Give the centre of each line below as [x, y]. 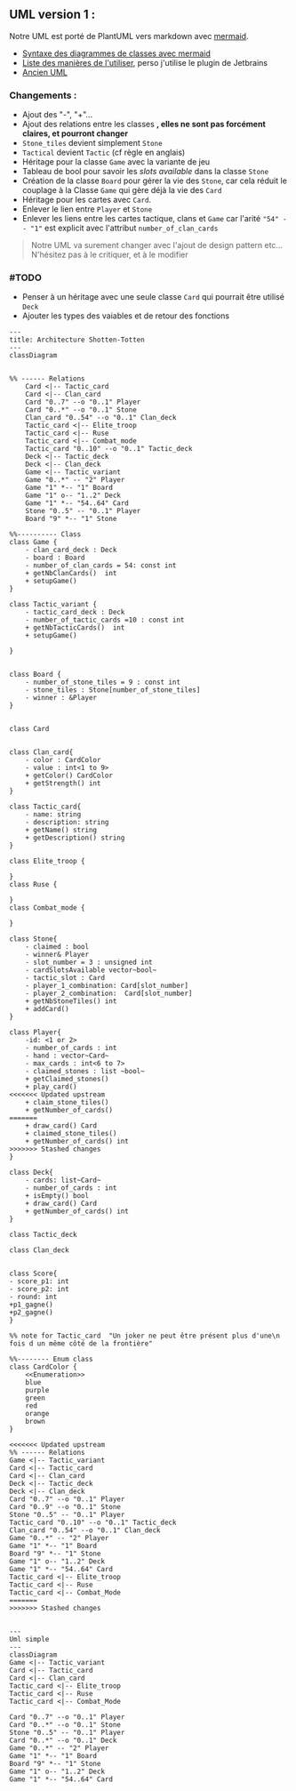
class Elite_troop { [48, 862]
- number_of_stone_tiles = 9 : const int [103, 683]
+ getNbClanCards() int [71, 574]
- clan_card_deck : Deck [71, 550]
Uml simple [29, 1640]
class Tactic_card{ [45, 807]
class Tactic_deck [43, 1235]
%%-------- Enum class [51, 1360]
